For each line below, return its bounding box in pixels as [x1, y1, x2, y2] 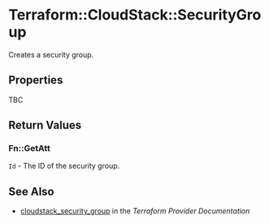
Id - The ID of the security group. [8, 161, 120, 171]
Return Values [8, 118, 82, 132]
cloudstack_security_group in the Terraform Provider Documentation [20, 206, 250, 216]
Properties [8, 73, 63, 87]
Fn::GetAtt [8, 143, 50, 154]
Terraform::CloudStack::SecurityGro [8, 6, 262, 24]
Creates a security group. [8, 50, 94, 59]
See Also [8, 184, 54, 198]
